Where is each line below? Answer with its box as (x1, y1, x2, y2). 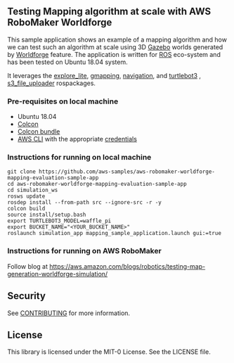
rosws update (7, 193, 46, 200)
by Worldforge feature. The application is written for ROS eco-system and (7, 50, 221, 58)
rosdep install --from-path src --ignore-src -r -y (7, 199, 162, 206)
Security (7, 290, 46, 302)
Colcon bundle (17, 127, 60, 136)
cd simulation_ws (7, 186, 58, 194)
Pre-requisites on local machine (7, 96, 119, 106)
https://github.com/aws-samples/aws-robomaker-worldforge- (38, 168, 216, 175)
